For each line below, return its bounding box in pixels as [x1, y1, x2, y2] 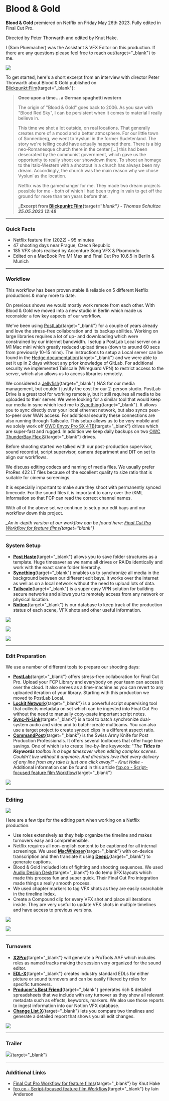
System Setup [6, 542, 41, 549]
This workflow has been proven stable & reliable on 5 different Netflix [6, 287, 148, 293]
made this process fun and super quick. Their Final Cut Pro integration [13, 875, 158, 881]
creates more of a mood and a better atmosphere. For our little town [18, 130, 158, 136]
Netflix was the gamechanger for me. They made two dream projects [18, 182, 161, 188]
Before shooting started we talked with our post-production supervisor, [6, 443, 153, 450]
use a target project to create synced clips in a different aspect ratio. [13, 727, 155, 733]
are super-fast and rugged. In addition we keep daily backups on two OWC [6, 428, 160, 434]
